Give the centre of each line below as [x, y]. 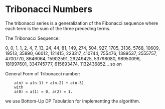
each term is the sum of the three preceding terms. [58, 28]
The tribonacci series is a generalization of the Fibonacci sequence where [82, 23]
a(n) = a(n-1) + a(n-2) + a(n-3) [49, 83]
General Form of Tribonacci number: [43, 73]
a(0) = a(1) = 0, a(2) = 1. [43, 91]
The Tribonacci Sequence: [33, 38]
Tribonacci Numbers [49, 9]
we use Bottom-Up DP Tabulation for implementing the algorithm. [73, 101]
